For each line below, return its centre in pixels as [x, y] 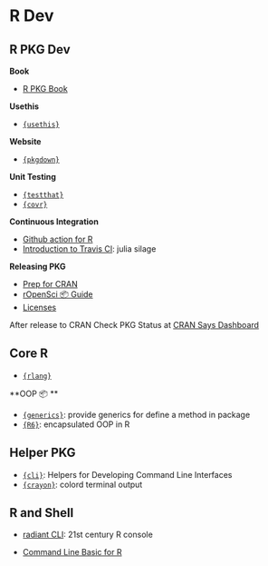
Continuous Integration [54, 222]
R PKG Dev [40, 50]
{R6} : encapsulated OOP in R [76, 424]
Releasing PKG [38, 266]
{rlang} [37, 376]
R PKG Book [45, 89]
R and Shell [42, 513]
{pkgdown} [41, 160]
